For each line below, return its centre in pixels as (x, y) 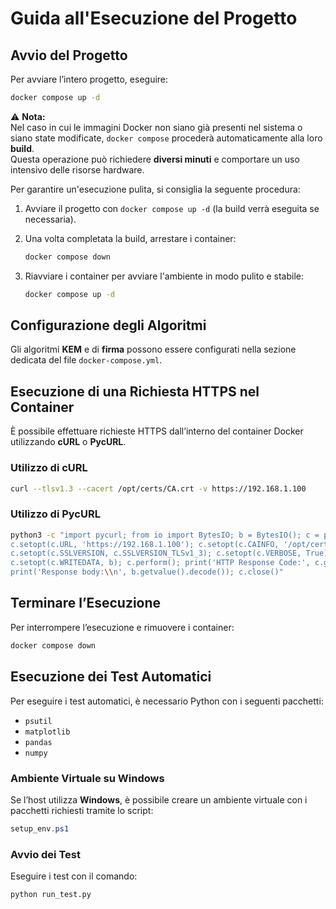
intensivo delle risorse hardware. (77, 169)
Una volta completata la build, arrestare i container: (130, 238)
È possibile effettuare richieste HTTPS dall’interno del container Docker (157, 431)
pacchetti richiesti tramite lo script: (82, 810)
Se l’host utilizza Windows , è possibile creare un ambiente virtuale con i (159, 799)
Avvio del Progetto (69, 55)
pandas (38, 742)
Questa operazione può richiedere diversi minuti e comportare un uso (155, 159)
